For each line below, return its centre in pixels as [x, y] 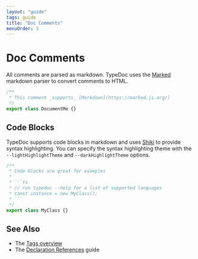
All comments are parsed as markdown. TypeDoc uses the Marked [88, 75]
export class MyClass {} [37, 210]
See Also [23, 229]
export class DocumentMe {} [41, 109]
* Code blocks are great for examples [57, 171]
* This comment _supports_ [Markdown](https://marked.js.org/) [89, 98]
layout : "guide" [26, 12]
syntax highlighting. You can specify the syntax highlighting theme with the [99, 148]
